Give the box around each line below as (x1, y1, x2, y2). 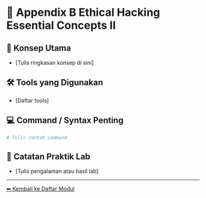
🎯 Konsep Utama (6, 43, 72, 53)
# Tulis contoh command (6, 134, 67, 141)
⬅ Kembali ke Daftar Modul (6, 185, 75, 193)
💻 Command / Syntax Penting (6, 116, 124, 126)
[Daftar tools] (15, 97, 49, 104)
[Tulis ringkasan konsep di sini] (15, 59, 94, 66)
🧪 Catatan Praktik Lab (6, 151, 91, 161)
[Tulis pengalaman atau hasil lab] (15, 167, 99, 175)
